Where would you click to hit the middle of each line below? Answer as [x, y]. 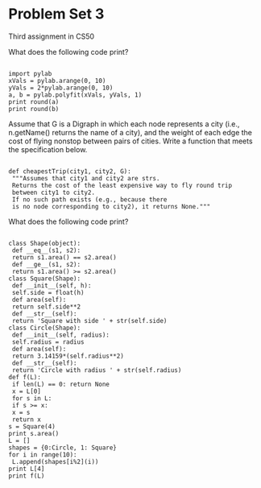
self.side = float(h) [48, 292]
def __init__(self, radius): [61, 335]
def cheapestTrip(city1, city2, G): [70, 171]
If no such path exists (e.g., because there [89, 199]
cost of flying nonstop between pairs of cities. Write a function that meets [130, 141]
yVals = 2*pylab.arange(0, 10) [61, 88]
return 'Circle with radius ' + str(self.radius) [97, 370]
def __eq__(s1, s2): [46, 250]
